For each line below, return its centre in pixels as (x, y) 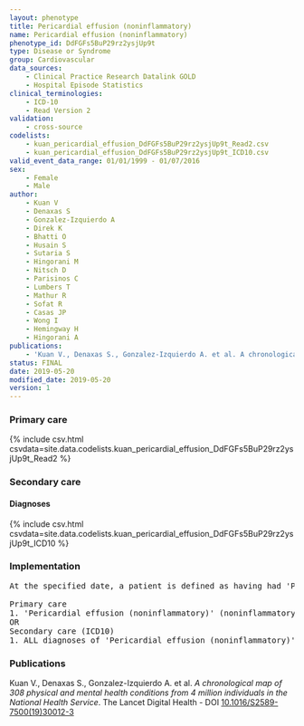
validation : (32, 119)
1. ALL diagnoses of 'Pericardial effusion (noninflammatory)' (152, 640)
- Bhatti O (46, 236)
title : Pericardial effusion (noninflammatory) (101, 26)
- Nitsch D (46, 271)
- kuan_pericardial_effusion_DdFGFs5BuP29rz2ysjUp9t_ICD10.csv (147, 152)
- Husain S (46, 245)
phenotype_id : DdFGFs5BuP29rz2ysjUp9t (82, 43)
